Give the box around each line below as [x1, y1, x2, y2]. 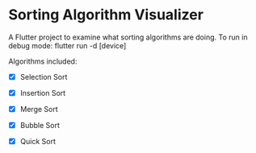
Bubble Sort [19, 121, 61, 130]
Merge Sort [19, 105, 58, 114]
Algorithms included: [8, 56, 78, 66]
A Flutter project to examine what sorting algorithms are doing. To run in [8, 32, 248, 42]
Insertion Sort [19, 89, 66, 97]
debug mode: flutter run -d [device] [8, 40, 127, 50]
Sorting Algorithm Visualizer [8, 6, 204, 24]
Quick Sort [19, 137, 57, 147]
